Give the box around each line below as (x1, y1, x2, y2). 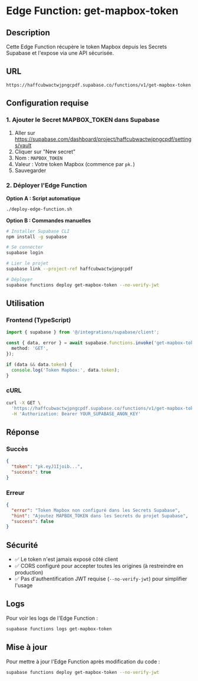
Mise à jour (6, 642, 48, 652)
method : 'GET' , (11, 346, 49, 352)
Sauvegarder (14, 167, 47, 174)
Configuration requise (6, 98, 89, 108)
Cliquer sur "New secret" (14, 148, 76, 155)
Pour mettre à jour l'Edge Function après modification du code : (6, 658, 160, 665)
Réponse (6, 427, 39, 437)
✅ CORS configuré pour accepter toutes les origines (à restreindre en (14, 563, 184, 570)
